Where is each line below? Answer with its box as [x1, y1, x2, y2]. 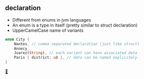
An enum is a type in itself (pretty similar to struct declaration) [12, 22, 138, 28]
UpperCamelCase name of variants [12, 27, 84, 33]
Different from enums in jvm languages [12, 17, 91, 23]
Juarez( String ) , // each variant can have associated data [14, 51, 138, 55]
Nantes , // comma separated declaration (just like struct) [14, 41, 140, 46]
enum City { [5, 37, 29, 42]
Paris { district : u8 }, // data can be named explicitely [14, 55, 138, 60]
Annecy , [14, 46, 29, 51]
